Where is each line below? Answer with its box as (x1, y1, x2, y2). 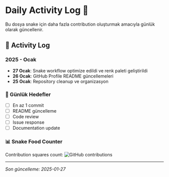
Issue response (12, 119, 45, 125)
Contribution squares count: (5, 151, 63, 157)
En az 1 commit (12, 102, 44, 108)
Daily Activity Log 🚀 (5, 5, 89, 16)
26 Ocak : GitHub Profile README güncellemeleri (12, 73, 114, 79)
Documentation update (12, 125, 60, 131)
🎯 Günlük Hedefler (5, 91, 51, 98)
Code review (12, 114, 39, 120)
